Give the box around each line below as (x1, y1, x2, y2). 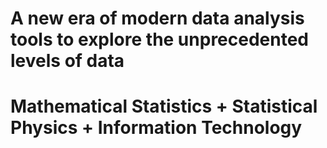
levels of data (10, 50, 125, 72)
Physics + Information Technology (10, 117, 303, 139)
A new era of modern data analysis (10, 7, 305, 30)
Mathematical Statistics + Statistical (10, 95, 318, 118)
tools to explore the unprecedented (10, 28, 310, 51)
